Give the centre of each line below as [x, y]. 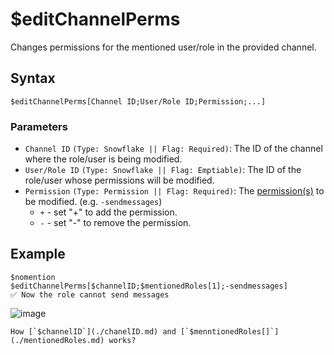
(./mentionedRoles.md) [57, 340]
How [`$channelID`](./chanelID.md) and [93, 331]
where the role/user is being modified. [103, 159]
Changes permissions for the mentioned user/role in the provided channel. [163, 47]
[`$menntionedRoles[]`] [230, 331]
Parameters [39, 126]
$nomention [33, 277]
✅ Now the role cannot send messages [90, 294]
